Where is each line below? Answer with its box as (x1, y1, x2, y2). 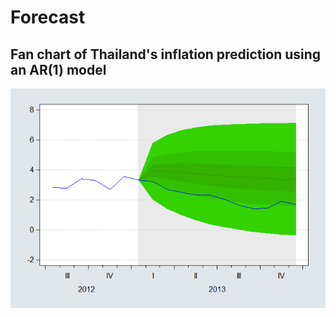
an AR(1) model (10, 61, 107, 78)
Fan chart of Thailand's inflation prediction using (10, 46, 322, 63)
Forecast (10, 6, 86, 29)
